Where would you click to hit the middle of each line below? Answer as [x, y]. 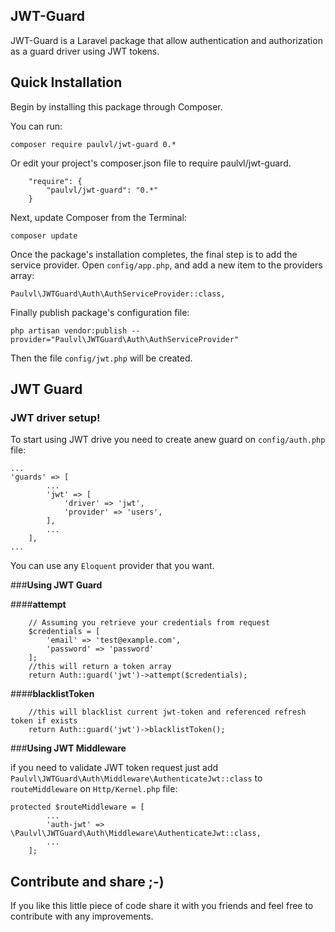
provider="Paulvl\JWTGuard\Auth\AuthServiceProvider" [125, 339]
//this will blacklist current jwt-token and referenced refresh [167, 712]
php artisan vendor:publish [69, 330]
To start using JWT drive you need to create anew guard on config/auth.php [168, 440]
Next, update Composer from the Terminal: [98, 217]
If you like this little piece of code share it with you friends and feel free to [162, 906]
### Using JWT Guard [56, 585]
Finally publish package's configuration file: [100, 312]
